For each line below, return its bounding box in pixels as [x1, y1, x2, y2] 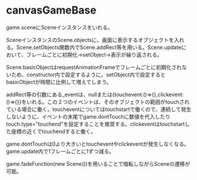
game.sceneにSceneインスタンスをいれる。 [6, 24, 113, 31]
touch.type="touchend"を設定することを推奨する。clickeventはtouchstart [6, 120, 185, 127]
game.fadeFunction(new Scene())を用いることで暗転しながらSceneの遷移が [6, 160, 191, 167]
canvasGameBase [6, 4, 97, 17]
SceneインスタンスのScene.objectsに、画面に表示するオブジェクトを [6, 36, 175, 43]
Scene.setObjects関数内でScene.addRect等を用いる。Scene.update [16, 44, 182, 51]
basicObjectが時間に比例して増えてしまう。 [6, 78, 112, 86]
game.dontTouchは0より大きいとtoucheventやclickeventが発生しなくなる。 [6, 140, 190, 148]
